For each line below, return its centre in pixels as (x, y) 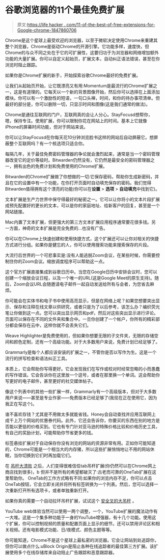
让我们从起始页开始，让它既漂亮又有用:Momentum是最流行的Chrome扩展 (79, 85)
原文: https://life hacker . (41, 25)
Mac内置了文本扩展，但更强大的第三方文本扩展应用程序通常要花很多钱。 (78, 222)
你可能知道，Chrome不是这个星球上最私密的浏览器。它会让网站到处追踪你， (82, 540)
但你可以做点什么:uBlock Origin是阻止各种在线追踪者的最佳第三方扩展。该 (80, 546)
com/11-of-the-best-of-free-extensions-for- (111, 25)
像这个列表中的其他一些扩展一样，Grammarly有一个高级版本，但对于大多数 (81, 392)
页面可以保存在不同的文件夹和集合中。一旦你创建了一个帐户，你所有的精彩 (80, 319)
